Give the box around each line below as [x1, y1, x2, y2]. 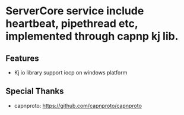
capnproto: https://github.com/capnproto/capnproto [14, 102, 142, 109]
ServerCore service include [5, 4, 144, 18]
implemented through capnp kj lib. [5, 30, 179, 43]
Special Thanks [5, 86, 64, 97]
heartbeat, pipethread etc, [5, 17, 138, 30]
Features [5, 53, 39, 63]
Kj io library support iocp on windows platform [14, 69, 128, 76]
